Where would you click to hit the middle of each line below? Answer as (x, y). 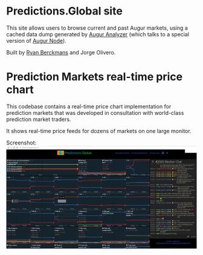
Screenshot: (21, 143)
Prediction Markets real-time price (95, 77)
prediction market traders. (39, 119)
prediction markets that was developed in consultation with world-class (95, 112)
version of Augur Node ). (36, 40)
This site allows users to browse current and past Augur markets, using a (97, 28)
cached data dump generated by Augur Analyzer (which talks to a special (98, 34)
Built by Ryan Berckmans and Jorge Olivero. (61, 52)
